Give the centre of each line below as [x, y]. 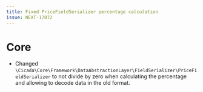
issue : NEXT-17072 [29, 17]
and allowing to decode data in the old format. [72, 83]
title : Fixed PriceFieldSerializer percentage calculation [82, 12]
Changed [26, 64]
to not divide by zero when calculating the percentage [119, 76]
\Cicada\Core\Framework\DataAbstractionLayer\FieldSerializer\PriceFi [106, 71]
